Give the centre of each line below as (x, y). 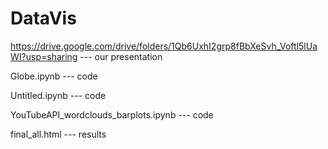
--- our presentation (121, 56)
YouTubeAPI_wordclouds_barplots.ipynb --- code (112, 114)
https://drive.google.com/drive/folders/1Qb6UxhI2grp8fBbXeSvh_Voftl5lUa (164, 46)
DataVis (43, 18)
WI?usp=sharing (44, 56)
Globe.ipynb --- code (54, 76)
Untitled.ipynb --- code (58, 95)
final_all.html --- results (58, 134)
